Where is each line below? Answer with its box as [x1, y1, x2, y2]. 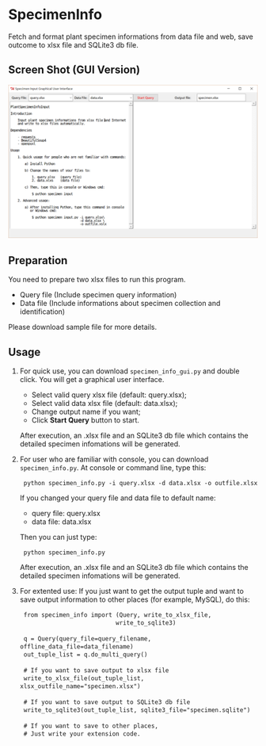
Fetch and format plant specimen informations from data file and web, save [8, 32, 253, 41]
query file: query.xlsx [31, 508, 101, 518]
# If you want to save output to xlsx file [23, 666, 169, 675]
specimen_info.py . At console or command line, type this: [19, 462, 207, 472]
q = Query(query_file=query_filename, [23, 634, 152, 643]
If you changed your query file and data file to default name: [19, 493, 216, 503]
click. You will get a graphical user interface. [19, 374, 165, 384]
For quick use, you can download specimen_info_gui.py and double [19, 366, 240, 376]
